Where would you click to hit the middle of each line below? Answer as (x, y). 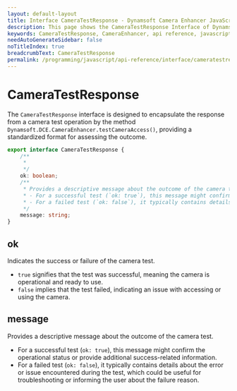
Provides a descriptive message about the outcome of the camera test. (110, 336)
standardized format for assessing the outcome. (77, 137)
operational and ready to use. (60, 282)
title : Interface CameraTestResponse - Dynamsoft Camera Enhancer (107, 20)
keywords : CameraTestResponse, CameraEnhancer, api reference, (102, 34)
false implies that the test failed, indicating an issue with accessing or (119, 289)
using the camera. (44, 297)
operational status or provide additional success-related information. (117, 357)
